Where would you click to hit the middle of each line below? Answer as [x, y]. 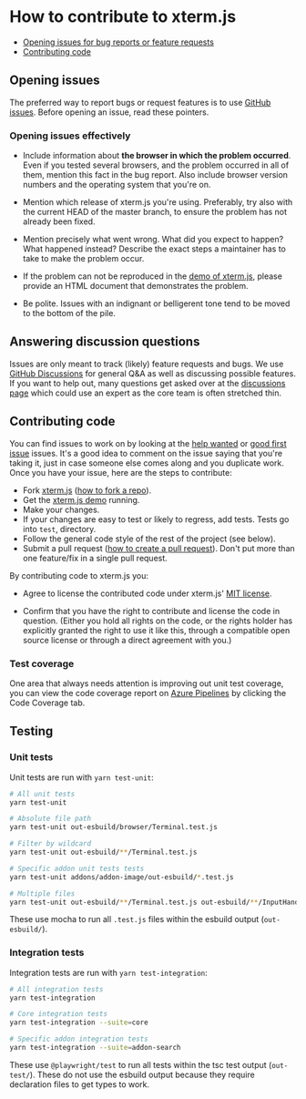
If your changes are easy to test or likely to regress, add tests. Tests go [156, 519]
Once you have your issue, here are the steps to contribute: [121, 472]
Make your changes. [61, 509]
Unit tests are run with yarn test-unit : [82, 777]
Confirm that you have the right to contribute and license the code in [151, 611]
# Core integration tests [58, 1014]
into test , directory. [59, 529]
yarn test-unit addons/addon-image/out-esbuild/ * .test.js [122, 877]
